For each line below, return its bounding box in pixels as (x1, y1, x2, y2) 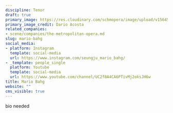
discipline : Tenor (5, 7, 45, 13)
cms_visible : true (5, 88, 45, 94)
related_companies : (5, 27, 47, 32)
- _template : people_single (5, 60, 66, 65)
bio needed (5, 103, 30, 109)
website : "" (5, 84, 31, 89)
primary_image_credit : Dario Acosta (5, 22, 84, 27)
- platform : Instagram (5, 46, 54, 51)
